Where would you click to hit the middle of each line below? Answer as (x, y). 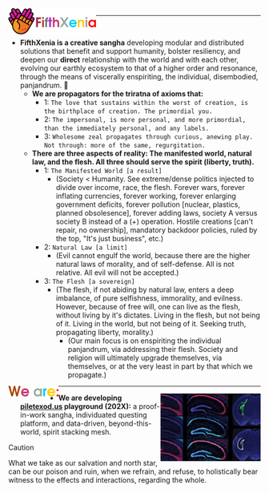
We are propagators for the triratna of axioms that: (118, 94)
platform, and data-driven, (63, 423)
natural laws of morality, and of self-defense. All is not (145, 264)
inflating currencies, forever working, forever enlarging (146, 196)
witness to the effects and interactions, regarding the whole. (107, 480)
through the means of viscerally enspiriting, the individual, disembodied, (139, 77)
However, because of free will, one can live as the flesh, (148, 307)
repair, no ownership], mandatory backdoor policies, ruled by (157, 230)
